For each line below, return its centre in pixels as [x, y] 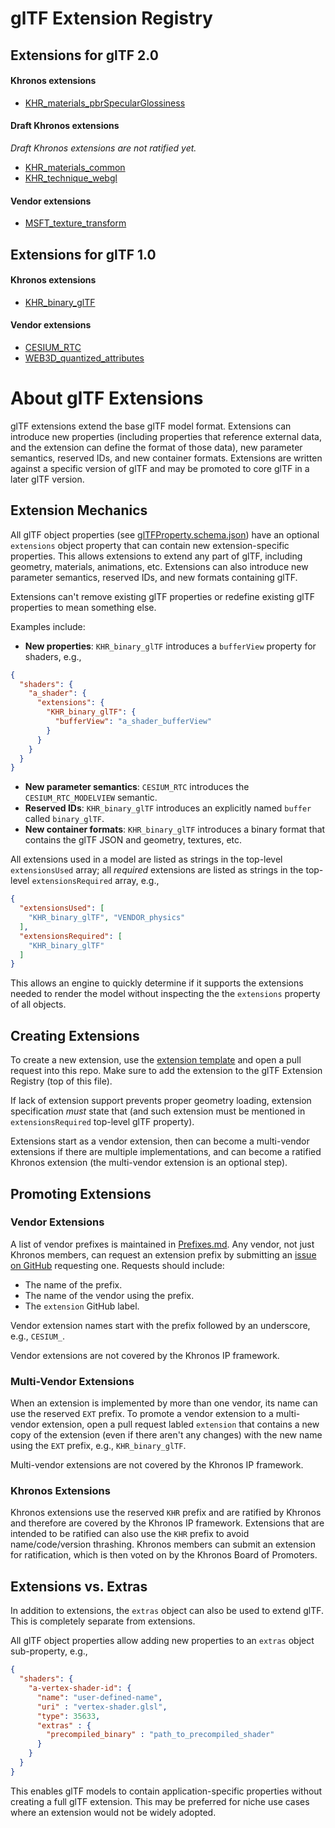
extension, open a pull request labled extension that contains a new [180, 1424]
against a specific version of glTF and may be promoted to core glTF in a [160, 468]
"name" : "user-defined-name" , [99, 1697]
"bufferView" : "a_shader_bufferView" [133, 722]
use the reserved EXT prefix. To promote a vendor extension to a [142, 1414]
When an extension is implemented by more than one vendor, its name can [164, 1403]
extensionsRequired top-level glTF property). [102, 1122]
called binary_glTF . [64, 819]
